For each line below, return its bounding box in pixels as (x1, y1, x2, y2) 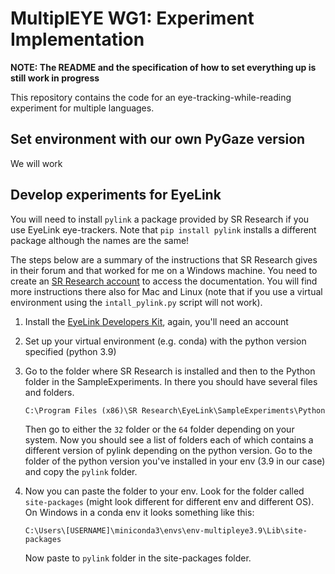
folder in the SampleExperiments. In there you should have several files (24, 375, 318, 387)
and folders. (24, 386, 75, 398)
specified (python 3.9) (24, 345, 117, 357)
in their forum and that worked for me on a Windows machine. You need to (10, 264, 318, 276)
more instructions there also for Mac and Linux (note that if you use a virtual (10, 285, 323, 297)
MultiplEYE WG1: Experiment (10, 7, 255, 30)
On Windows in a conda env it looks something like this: (24, 506, 255, 518)
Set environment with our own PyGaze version (10, 131, 306, 148)
